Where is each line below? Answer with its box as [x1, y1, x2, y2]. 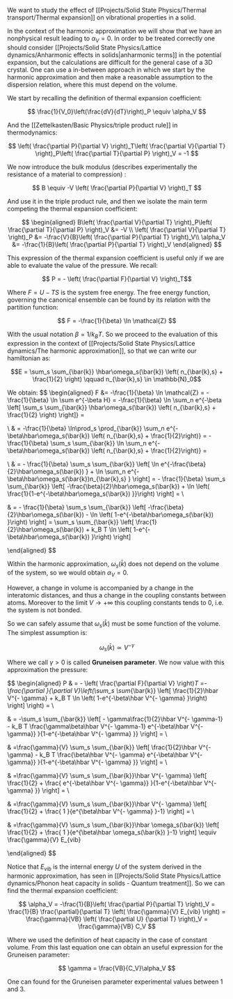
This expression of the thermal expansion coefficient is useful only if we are [7, 254, 225, 262]
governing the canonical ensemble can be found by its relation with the [7, 296, 211, 304]
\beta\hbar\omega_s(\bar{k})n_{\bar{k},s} [7, 474, 127, 483]
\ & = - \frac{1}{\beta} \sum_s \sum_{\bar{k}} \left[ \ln [7, 459, 159, 468]
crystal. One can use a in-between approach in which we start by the [7, 66, 205, 74]
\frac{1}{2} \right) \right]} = [7, 411, 85, 419]
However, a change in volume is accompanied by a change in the [7, 584, 194, 592]
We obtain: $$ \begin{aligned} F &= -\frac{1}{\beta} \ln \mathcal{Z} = [7, 388, 205, 397]
